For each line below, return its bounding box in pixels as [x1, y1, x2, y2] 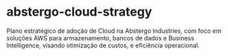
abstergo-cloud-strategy [6, 4, 152, 20]
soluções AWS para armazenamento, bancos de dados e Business [6, 33, 194, 42]
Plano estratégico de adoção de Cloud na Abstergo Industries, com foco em [6, 27, 222, 35]
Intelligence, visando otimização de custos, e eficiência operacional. [6, 41, 200, 49]
